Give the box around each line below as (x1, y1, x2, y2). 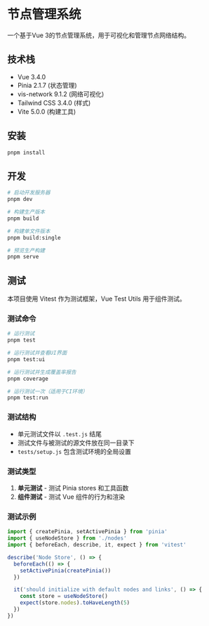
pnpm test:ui (7, 356, 46, 363)
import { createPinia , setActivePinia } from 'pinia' (7, 528, 168, 535)
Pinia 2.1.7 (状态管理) (17, 81, 77, 89)
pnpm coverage (7, 375, 49, 382)
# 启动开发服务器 (7, 189, 50, 197)
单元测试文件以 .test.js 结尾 (17, 429, 102, 438)
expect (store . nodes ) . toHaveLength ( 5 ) (20, 599, 130, 606)
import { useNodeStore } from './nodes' (7, 535, 128, 542)
